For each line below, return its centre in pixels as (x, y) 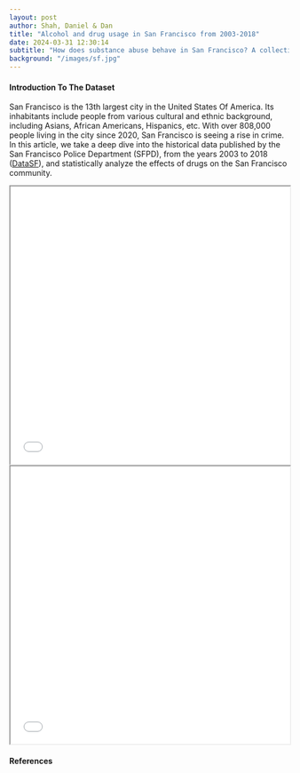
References (31, 761)
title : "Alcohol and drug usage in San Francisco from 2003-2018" (134, 34)
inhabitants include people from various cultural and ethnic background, (141, 116)
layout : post (33, 17)
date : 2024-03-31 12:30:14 (59, 42)
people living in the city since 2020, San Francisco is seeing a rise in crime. (147, 135)
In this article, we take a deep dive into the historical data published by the (145, 145)
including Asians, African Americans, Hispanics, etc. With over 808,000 (140, 126)
